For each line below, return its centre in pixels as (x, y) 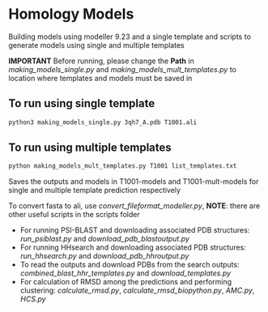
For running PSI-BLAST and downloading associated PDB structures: (135, 230)
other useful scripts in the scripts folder (74, 215)
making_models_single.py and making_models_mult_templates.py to (122, 69)
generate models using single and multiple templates (96, 45)
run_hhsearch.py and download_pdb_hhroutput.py (104, 256)
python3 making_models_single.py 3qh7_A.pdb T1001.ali (103, 122)
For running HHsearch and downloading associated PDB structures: (133, 247)
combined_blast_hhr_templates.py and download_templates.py (125, 273)
